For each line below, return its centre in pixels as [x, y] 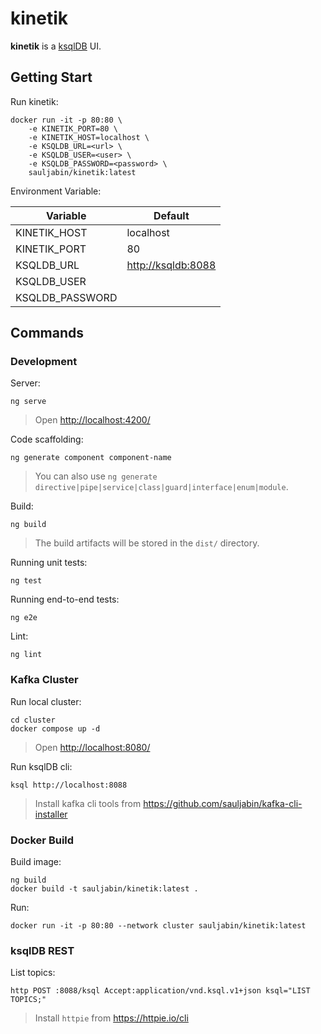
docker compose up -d [55, 728]
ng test [26, 581]
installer [51, 814]
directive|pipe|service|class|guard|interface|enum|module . [161, 487]
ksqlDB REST [42, 950]
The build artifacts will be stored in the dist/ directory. [147, 543]
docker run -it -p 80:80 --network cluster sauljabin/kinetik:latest [158, 926]
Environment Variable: [56, 191]
